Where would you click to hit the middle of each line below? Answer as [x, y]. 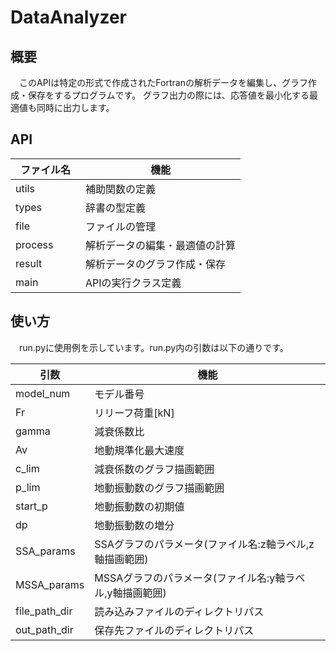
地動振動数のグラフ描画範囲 [159, 488]
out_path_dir [44, 629]
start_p [31, 506]
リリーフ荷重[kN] [134, 413]
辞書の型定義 [116, 208]
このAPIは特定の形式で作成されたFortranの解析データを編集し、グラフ [163, 82]
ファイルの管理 [121, 226]
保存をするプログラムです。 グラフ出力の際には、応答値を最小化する [168, 95]
